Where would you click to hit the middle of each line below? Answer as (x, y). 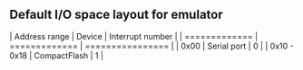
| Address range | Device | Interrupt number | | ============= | (134, 36)
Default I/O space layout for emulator (117, 15)
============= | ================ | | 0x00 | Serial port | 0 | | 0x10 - (151, 46)
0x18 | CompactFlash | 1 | (57, 55)
